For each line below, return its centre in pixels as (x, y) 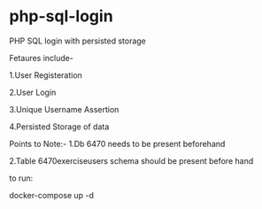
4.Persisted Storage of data (59, 127)
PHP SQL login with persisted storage (77, 41)
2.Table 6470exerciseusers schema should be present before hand (131, 160)
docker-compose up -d (52, 195)
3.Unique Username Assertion (64, 109)
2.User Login (33, 92)
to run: (21, 178)
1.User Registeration (46, 75)
